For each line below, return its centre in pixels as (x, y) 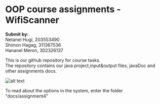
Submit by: (17, 34)
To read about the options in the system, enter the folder (64, 90)
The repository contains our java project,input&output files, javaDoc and (80, 65)
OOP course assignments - (63, 9)
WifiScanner (32, 20)
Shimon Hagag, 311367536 (33, 45)
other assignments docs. (31, 71)
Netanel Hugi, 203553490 (32, 40)
